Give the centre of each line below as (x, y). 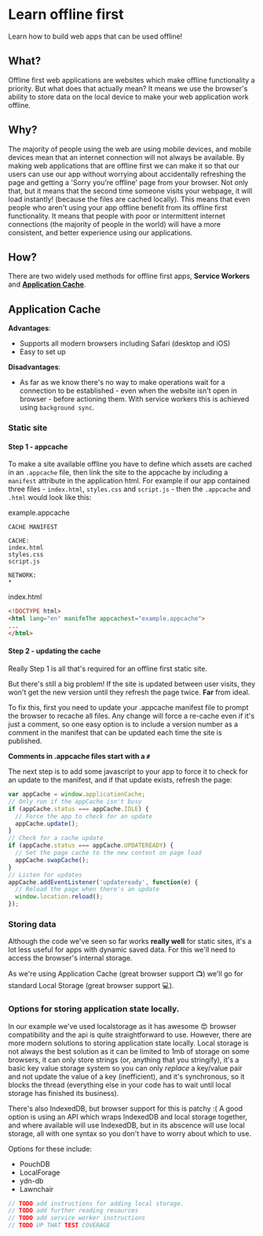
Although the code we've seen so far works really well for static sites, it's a (130, 942)
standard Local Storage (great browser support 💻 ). (91, 986)
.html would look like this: (50, 498)
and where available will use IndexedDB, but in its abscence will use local (126, 1125)
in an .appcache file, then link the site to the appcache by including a (118, 472)
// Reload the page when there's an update (87, 890)
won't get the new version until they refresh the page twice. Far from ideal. (129, 692)
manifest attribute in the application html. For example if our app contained (129, 481)
